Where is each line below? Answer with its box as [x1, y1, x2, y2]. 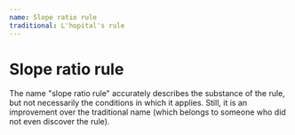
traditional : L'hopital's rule [9, 21, 125, 30]
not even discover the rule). [9, 116, 110, 127]
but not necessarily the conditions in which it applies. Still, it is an [9, 98, 248, 109]
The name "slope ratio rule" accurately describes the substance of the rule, [9, 88, 286, 99]
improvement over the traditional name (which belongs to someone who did [9, 107, 286, 117]
